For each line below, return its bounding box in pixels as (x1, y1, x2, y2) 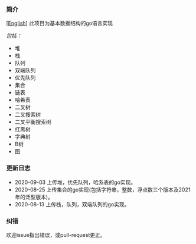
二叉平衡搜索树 (14, 118, 51, 126)
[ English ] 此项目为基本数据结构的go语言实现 (6, 19, 113, 27)
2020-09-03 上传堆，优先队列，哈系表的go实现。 (14, 179, 136, 186)
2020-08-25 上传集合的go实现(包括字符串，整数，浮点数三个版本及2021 (14, 186, 191, 193)
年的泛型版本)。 (14, 193, 53, 200)
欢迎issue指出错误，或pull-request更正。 (6, 231, 106, 238)
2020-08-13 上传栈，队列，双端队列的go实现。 (14, 200, 130, 207)
